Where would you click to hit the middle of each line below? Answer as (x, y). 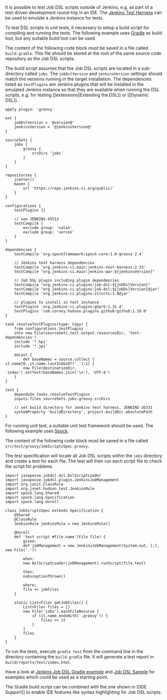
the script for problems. (29, 466)
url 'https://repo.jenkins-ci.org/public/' (69, 188)
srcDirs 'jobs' (48, 153)
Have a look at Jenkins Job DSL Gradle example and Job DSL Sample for (80, 672)
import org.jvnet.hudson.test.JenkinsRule (50, 489)
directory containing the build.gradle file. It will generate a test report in (80, 657)
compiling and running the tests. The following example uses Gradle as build (83, 33)
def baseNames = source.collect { (59, 359)
